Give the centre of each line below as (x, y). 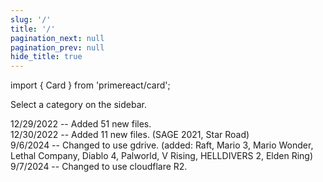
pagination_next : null (57, 38)
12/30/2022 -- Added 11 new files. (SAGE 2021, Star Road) (130, 135)
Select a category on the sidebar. (78, 105)
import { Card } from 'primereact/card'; (90, 85)
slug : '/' (31, 19)
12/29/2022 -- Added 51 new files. (81, 124)
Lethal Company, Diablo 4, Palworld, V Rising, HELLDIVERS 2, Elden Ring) (162, 156)
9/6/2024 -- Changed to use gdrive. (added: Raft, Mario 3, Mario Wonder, (162, 145)
